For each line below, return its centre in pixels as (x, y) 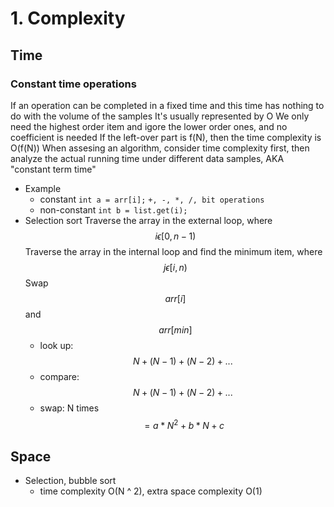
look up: (56, 345)
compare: (59, 376)
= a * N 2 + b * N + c (184, 424)
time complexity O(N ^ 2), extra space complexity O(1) (151, 491)
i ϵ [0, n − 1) (175, 236)
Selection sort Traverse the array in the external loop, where (148, 220)
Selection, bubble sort (70, 481)
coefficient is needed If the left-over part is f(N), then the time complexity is (166, 137)
